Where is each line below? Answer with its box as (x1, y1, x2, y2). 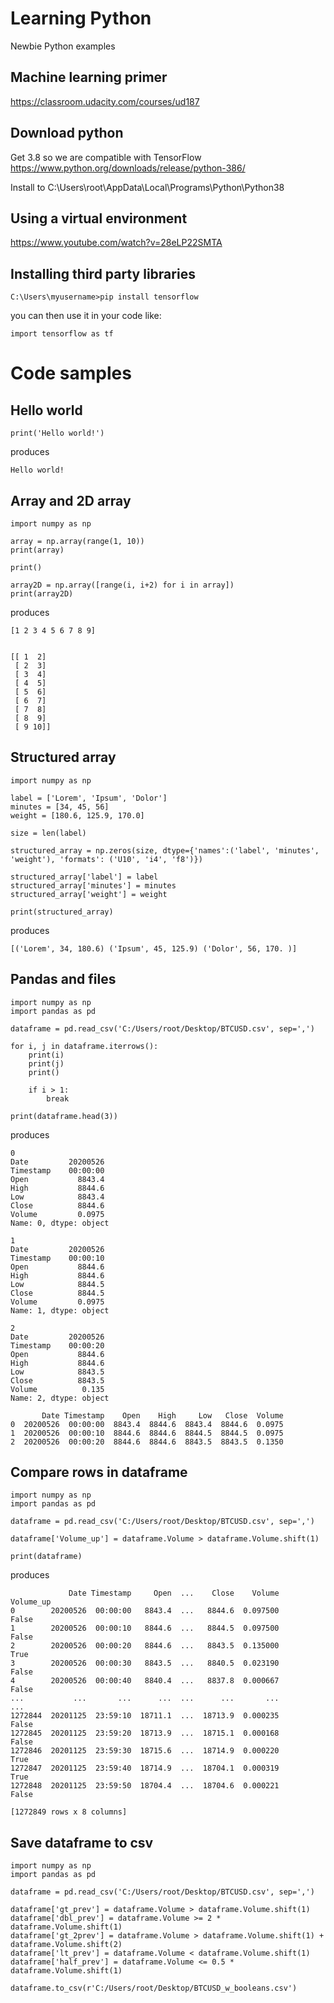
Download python (10, 125, 124, 142)
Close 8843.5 (10, 1375, 105, 1386)
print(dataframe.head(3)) (10, 1111, 118, 1121)
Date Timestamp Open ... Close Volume (68, 1588, 280, 1599)
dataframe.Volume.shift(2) (10, 1940, 123, 1950)
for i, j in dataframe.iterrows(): (10, 1041, 159, 1051)
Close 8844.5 (10, 1288, 105, 1298)
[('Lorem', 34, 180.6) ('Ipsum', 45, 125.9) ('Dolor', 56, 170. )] (10, 943, 298, 954)
